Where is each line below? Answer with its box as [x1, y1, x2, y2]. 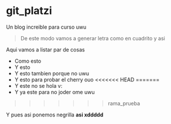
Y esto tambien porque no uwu [14, 70, 90, 77]
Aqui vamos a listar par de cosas [6, 46, 85, 53]
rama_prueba [108, 99, 141, 106]
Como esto [14, 57, 42, 64]
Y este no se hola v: [14, 82, 63, 89]
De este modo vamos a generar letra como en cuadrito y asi [20, 35, 165, 42]
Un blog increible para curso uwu [6, 23, 87, 30]
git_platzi [6, 4, 53, 18]
